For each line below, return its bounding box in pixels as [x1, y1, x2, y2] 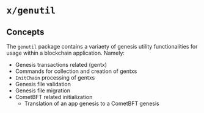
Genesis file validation [15, 81, 71, 87]
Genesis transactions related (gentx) [15, 61, 107, 68]
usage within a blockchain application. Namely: [6, 49, 125, 56]
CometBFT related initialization [15, 94, 93, 100]
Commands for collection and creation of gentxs [15, 67, 137, 75]
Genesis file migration [15, 87, 71, 94]
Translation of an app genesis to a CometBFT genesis [24, 100, 160, 107]
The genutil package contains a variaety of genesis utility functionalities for [6, 43, 198, 50]
